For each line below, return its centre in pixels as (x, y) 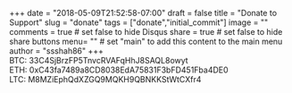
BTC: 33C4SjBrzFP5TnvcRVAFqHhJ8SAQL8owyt (99, 60)
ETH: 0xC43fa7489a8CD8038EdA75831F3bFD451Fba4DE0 (119, 70)
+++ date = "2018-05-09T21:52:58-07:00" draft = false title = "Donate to (143, 13)
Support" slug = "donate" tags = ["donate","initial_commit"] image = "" (139, 22)
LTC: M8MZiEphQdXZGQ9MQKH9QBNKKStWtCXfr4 (105, 79)
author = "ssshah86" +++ (57, 51)
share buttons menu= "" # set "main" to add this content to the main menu (146, 41)
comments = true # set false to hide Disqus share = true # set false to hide (146, 32)
